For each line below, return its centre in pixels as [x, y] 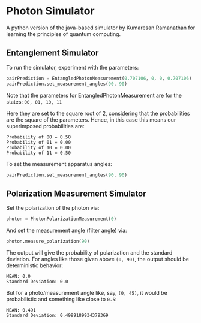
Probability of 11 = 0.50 [38, 153]
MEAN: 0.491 [21, 310]
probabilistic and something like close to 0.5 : [61, 299]
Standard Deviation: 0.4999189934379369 [58, 315]
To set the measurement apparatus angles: [59, 164]
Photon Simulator [50, 11]
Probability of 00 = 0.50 [38, 137]
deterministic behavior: [35, 265]
